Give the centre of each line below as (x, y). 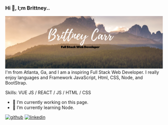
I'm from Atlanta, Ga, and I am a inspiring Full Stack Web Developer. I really (82, 72)
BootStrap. (16, 83)
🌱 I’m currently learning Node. (43, 107)
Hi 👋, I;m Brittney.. (27, 8)
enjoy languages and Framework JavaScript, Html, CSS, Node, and (74, 77)
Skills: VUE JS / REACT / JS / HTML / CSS (48, 92)
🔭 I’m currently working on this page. (50, 102)
